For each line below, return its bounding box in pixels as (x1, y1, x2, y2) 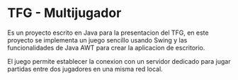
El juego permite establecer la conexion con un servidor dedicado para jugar (7, 57, 231, 65)
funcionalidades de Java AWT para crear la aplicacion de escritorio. (7, 43, 205, 52)
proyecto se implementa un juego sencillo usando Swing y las (7, 35, 188, 44)
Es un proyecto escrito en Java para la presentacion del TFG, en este (7, 28, 209, 37)
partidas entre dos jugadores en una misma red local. (7, 64, 163, 73)
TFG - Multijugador (7, 5, 122, 21)
